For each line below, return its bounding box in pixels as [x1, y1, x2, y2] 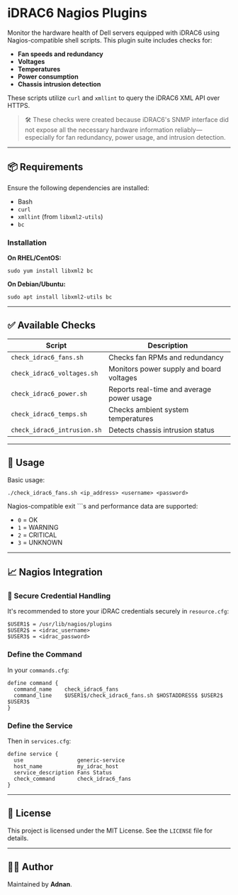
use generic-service [13, 757, 125, 764]
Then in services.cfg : [7, 736, 72, 745]
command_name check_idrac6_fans [13, 686, 119, 693]
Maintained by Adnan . [7, 879, 72, 888]
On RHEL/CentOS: [7, 254, 62, 262]
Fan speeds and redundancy [17, 50, 104, 58]
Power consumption [17, 72, 79, 81]
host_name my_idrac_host [13, 762, 119, 770]
